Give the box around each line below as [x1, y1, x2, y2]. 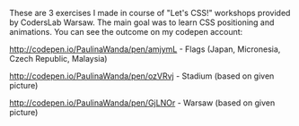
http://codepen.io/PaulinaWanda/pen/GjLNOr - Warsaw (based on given [9, 97, 276, 108]
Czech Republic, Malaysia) [9, 54, 108, 63]
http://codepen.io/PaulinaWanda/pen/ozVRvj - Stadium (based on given [9, 71, 275, 81]
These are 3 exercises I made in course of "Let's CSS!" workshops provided [9, 8, 291, 18]
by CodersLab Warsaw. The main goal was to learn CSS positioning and [9, 17, 275, 28]
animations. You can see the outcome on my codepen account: [9, 27, 243, 37]
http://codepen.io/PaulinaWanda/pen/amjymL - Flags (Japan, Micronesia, [9, 44, 281, 55]
